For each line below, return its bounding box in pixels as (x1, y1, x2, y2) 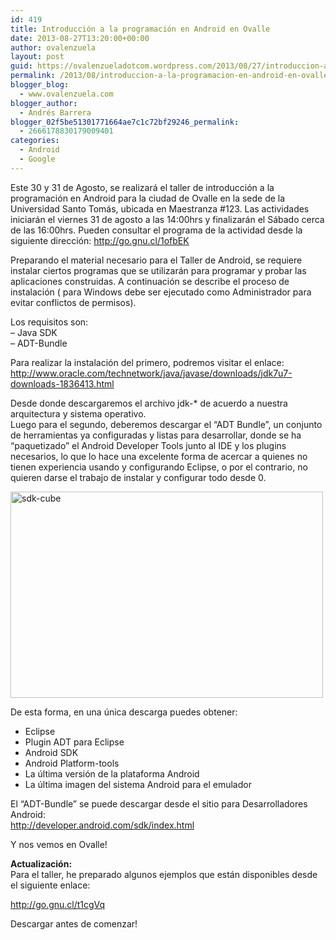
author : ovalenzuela (10, 42, 97, 53)
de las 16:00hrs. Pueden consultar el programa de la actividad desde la (10, 224, 303, 236)
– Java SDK (10, 326, 58, 338)
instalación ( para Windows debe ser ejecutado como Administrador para (10, 286, 312, 298)
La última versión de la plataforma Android (24, 767, 200, 780)
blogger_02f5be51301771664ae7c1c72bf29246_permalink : (10, 117, 240, 127)
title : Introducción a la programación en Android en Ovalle (10, 24, 271, 34)
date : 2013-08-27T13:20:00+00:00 (10, 33, 150, 43)
